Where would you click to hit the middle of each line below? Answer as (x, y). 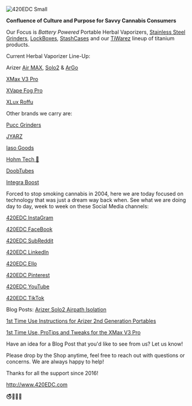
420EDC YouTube (28, 286)
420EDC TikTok (25, 298)
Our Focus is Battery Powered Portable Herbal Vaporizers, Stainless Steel (96, 32)
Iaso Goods (20, 148)
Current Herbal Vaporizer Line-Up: (48, 56)
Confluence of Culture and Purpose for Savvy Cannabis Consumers (91, 20)
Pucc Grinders (24, 125)
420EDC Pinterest (28, 275)
